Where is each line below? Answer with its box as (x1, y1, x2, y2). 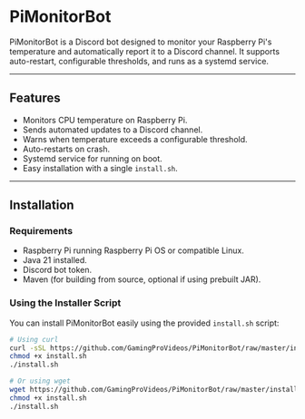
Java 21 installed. (22, 255, 88, 266)
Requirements (9, 225, 74, 238)
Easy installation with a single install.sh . (22, 162, 179, 173)
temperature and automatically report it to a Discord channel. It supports (9, 45, 280, 56)
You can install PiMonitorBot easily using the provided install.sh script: (9, 317, 280, 328)
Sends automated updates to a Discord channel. (22, 124, 203, 135)
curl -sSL (9, 343, 47, 353)
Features (9, 91, 61, 106)
